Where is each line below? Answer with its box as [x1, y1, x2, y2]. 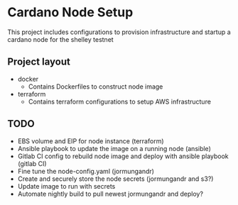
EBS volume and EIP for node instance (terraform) [17, 136, 165, 145]
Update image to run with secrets [17, 182, 116, 190]
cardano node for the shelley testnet [7, 35, 114, 43]
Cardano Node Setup [7, 4, 134, 21]
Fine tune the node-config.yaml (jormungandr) [17, 167, 155, 175]
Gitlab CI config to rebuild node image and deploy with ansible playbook [17, 152, 229, 160]
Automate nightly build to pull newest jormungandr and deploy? [17, 189, 204, 198]
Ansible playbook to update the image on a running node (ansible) [17, 144, 211, 153]
